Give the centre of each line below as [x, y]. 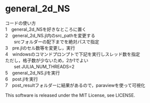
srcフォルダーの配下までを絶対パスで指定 [56, 42]
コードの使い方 [20, 23]
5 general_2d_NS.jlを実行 [32, 73]
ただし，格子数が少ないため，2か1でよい [47, 60]
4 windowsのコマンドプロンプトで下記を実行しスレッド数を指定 [73, 54]
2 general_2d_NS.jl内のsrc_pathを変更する [50, 35]
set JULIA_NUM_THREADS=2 [44, 66]
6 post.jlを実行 [22, 79]
